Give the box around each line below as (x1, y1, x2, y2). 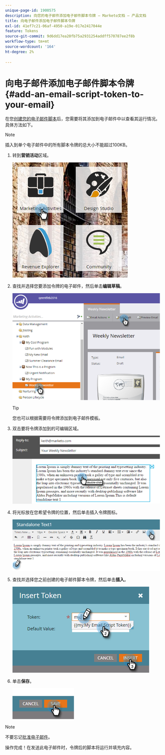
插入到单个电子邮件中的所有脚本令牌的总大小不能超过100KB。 (5, 142, 130, 148)
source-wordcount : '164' (5, 44, 56, 49)
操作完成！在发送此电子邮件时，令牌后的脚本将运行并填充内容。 (5, 744, 134, 750)
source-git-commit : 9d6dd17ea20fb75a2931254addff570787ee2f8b (5, 34, 135, 39)
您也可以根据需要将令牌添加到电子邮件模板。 (12, 415, 103, 421)
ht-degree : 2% (5, 49, 34, 54)
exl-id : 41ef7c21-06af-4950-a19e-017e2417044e (5, 24, 102, 28)
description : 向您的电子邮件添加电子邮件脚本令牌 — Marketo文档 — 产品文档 (5, 13, 146, 18)
